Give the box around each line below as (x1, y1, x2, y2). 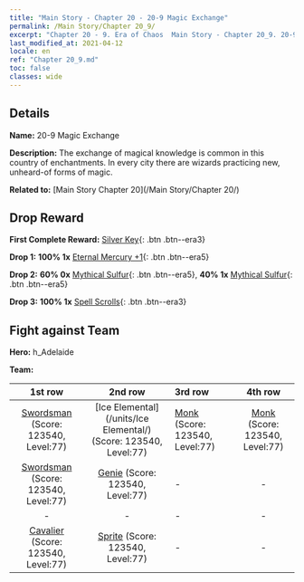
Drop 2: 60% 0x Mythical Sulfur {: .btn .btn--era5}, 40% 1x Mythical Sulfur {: (9, 269, 293, 281)
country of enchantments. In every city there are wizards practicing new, (9, 157, 280, 167)
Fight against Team (9, 322, 120, 338)
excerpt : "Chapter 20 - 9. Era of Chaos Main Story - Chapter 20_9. (9, 30, 278, 39)
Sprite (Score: (98, 530, 157, 543)
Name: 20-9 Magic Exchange (9, 129, 120, 140)
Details (9, 106, 50, 121)
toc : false (9, 64, 51, 73)
